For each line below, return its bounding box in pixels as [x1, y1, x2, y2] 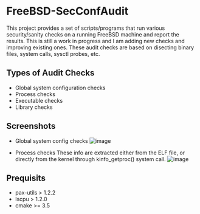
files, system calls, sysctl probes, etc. [6, 50, 100, 57]
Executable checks [15, 97, 63, 104]
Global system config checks [15, 137, 88, 144]
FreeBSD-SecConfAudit [6, 4, 129, 18]
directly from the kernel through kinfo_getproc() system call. [15, 155, 166, 162]
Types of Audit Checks [6, 68, 95, 78]
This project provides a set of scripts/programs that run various [6, 24, 165, 32]
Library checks [15, 103, 53, 111]
